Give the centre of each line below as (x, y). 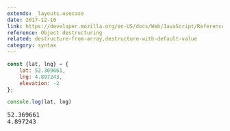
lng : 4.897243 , (41, 77)
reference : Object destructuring (55, 33)
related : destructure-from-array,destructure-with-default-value (102, 39)
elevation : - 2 (39, 83)
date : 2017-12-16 (32, 20)
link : (15, 26)
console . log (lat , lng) (39, 102)
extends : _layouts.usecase (46, 13)
